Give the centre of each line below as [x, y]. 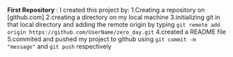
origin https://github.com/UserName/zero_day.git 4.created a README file [117, 32]
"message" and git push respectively [59, 46]
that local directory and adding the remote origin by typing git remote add [114, 24]
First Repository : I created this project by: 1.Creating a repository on [106, 10]
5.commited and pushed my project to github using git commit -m [102, 39]
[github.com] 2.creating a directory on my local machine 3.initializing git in [114, 17]
